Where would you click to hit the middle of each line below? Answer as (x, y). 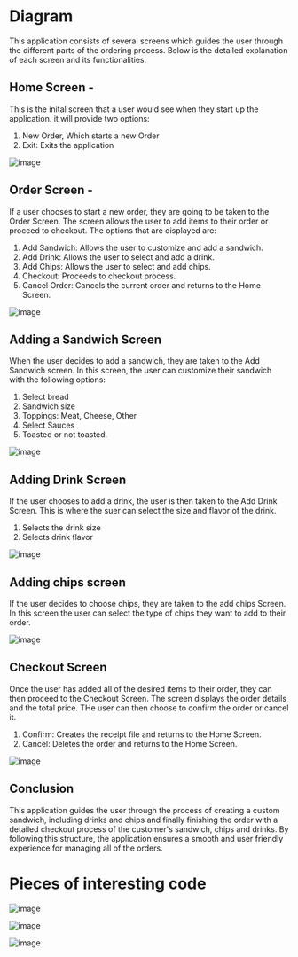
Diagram (41, 16)
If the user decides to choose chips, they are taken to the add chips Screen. (148, 604)
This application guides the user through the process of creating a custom (145, 810)
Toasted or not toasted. (65, 435)
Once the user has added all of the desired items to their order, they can (141, 688)
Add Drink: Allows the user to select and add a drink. (118, 257)
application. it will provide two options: (79, 118)
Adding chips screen (68, 582)
